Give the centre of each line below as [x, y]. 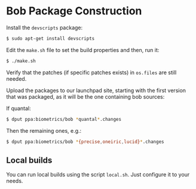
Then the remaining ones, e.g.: [44, 130]
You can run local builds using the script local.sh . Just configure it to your [98, 175]
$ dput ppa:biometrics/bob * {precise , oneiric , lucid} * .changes [85, 142]
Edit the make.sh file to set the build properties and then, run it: [83, 50]
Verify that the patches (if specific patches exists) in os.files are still [91, 72]
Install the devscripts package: [45, 28]
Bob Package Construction [74, 11]
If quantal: [19, 108]
